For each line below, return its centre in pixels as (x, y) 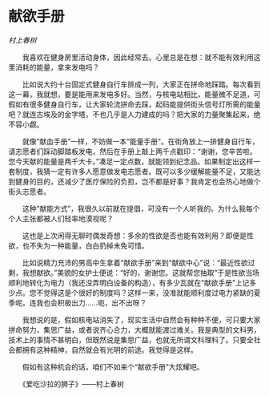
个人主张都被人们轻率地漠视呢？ (61, 218)
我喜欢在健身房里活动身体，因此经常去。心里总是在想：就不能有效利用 (138, 57)
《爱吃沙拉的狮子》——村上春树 (73, 384)
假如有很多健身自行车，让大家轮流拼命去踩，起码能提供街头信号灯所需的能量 (134, 104)
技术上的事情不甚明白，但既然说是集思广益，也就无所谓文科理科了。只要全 (131, 339)
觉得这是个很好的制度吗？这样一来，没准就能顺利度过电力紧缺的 (148, 293)
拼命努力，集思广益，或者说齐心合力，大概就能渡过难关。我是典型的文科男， (134, 329)
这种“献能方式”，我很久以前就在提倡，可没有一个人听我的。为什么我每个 (141, 208)
